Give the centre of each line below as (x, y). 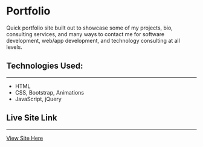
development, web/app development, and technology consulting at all (93, 40)
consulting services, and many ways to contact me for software (85, 34)
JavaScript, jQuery (38, 99)
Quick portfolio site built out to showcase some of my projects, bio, (90, 28)
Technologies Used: (45, 66)
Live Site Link (32, 118)
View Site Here (25, 138)
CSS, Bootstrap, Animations (50, 92)
